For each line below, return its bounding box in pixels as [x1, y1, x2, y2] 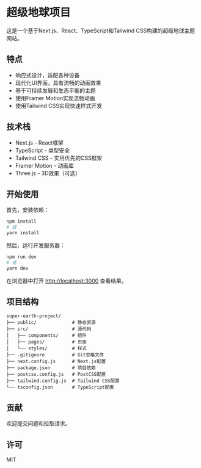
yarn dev [6, 265, 29, 272]
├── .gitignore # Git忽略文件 [6, 352, 104, 358]
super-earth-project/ [6, 313, 62, 319]
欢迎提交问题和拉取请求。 [6, 420, 71, 427]
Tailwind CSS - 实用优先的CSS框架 [15, 154, 103, 162]
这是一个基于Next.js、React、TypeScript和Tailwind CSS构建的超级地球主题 [6, 27, 196, 34]
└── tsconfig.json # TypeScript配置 [6, 384, 114, 391]
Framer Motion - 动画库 [15, 162, 75, 169]
